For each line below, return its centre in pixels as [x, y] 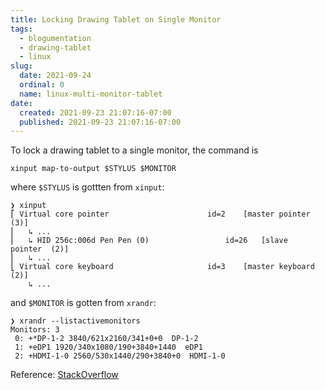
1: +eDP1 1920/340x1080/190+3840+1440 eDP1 [108, 347]
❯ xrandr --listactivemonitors [75, 321]
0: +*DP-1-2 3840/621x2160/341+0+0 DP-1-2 [106, 339]
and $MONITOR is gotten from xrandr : [83, 303]
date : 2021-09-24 [55, 76]
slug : [21, 66]
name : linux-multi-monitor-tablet [91, 94]
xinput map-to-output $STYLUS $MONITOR [93, 169]
